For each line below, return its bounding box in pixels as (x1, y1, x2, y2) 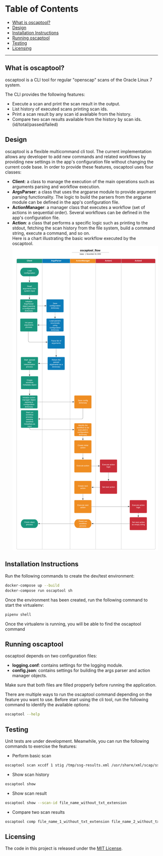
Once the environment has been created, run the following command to (5, 597, 148, 603)
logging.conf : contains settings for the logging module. (12, 662, 124, 668)
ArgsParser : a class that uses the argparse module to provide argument (12, 188, 156, 195)
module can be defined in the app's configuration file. (12, 199, 120, 205)
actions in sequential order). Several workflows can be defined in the (12, 209, 150, 215)
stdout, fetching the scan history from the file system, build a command (12, 225, 155, 231)
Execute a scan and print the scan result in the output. (12, 101, 120, 106)
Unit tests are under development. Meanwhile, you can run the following (5, 738, 149, 744)
